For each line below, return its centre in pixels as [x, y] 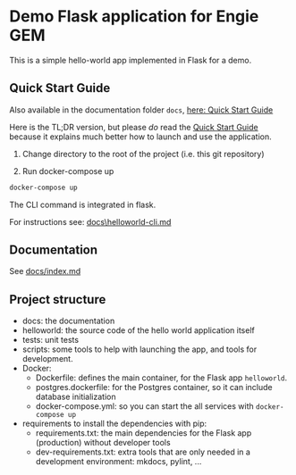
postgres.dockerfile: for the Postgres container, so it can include [154, 387]
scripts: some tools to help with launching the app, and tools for [140, 349]
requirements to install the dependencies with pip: [114, 424]
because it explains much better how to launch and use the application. [141, 137]
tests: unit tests [50, 340]
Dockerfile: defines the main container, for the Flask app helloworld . [161, 378]
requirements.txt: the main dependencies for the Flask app [144, 433]
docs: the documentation [68, 321]
